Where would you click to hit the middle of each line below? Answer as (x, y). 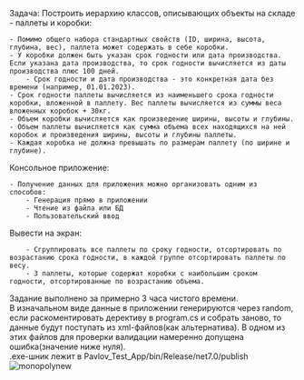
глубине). (28, 151)
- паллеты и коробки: (51, 23)
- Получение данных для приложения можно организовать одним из (133, 185)
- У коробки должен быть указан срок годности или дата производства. (146, 55)
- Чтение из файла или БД (75, 208)
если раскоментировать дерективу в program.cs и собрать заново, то (146, 318)
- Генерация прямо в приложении (87, 200)
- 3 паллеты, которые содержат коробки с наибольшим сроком (142, 274)
